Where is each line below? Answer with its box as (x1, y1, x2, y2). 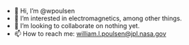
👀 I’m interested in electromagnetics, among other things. (13, 14, 183, 22)
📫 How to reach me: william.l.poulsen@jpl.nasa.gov (13, 30, 167, 38)
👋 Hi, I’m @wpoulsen (13, 7, 75, 15)
